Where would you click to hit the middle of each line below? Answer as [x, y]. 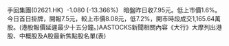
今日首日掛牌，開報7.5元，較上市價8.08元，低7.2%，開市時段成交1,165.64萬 [114, 19]
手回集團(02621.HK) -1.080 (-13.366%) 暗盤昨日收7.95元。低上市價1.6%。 [114, 10]
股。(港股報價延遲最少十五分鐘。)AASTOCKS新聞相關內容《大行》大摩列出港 [115, 27]
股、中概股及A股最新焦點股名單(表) [57, 36]
